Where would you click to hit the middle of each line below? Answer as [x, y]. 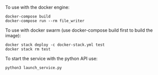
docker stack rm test [28, 49]
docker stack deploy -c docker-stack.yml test [55, 45]
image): [13, 35]
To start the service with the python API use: [51, 58]
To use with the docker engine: [37, 7]
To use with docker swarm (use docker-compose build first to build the [79, 30]
